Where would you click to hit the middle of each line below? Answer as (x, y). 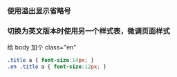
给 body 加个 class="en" (42, 47)
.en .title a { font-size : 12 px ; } (57, 67)
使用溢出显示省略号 (39, 10)
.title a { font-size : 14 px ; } (51, 60)
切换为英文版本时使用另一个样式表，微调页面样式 (89, 31)
